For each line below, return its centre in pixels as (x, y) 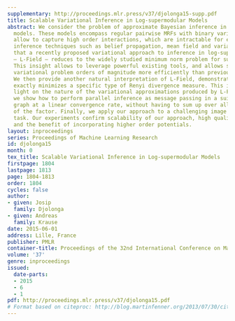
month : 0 (20, 151)
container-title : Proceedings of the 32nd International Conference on (114, 248)
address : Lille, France (42, 235)
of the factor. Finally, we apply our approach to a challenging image (120, 111)
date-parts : (31, 274)
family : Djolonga (39, 210)
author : (19, 196)
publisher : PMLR (31, 242)
